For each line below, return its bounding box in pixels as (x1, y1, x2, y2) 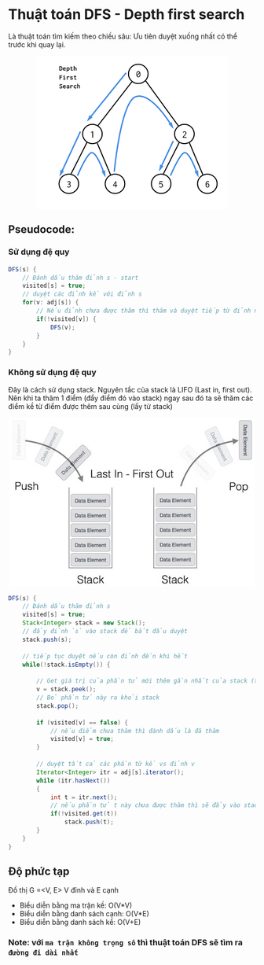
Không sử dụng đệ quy (8, 367, 97, 378)
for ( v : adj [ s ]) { (22, 299, 79, 307)
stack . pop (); (36, 702, 79, 709)
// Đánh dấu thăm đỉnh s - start (22, 274, 139, 282)
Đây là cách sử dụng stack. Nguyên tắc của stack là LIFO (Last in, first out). (8, 385, 253, 394)
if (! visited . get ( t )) (49, 810, 118, 818)
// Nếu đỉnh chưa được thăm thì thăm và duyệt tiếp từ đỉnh (36, 307, 251, 315)
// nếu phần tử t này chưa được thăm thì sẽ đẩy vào (49, 801, 241, 809)
